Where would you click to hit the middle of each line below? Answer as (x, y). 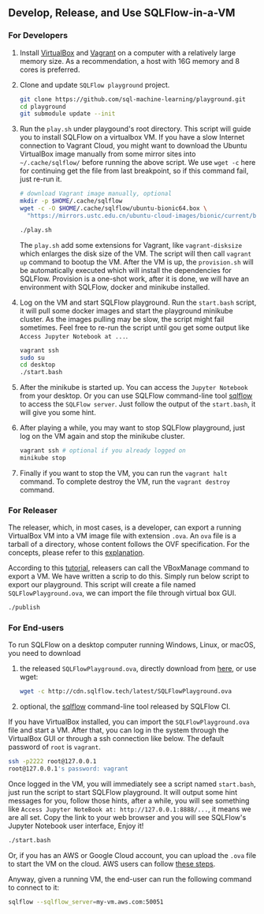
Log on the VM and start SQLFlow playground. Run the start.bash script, (138, 302)
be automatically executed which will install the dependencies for (126, 270)
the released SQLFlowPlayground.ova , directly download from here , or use (138, 669)
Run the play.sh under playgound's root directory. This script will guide (135, 129)
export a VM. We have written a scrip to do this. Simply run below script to (129, 576)
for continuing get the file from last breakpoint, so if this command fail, (134, 171)
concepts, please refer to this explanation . (76, 553)
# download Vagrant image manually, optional (95, 194)
